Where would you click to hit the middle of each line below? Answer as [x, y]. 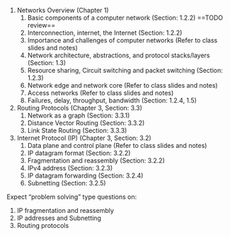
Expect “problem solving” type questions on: [72, 197]
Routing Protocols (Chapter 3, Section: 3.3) [80, 108]
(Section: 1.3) [47, 63]
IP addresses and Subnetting [59, 218]
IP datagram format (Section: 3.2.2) [79, 153]
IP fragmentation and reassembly [65, 210]
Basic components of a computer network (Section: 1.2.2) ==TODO [125, 18]
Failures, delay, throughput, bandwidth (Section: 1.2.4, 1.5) [112, 100]
